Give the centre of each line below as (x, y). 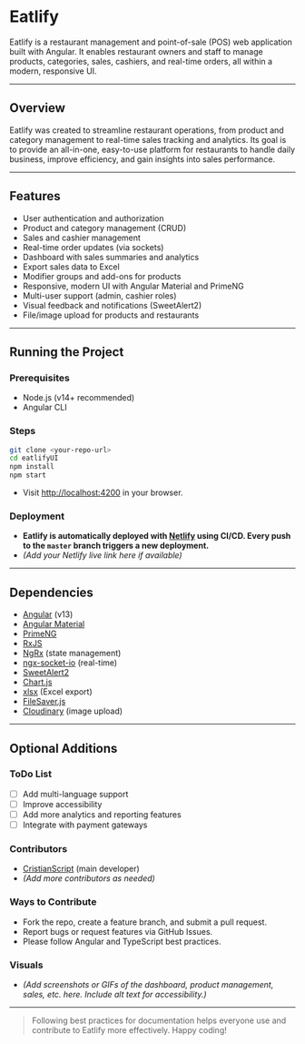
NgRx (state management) (72, 654)
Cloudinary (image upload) (73, 711)
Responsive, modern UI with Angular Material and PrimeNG (133, 286)
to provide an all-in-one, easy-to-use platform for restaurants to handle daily (152, 149)
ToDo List (31, 774)
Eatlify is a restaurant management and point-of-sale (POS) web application (151, 42)
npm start (28, 475)
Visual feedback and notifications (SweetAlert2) (112, 305)
